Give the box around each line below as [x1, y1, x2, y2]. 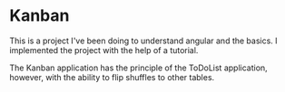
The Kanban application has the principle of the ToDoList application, [9, 62, 268, 73]
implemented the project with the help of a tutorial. [9, 44, 199, 55]
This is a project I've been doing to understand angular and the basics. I [9, 35, 279, 46]
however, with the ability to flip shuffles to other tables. [9, 71, 215, 82]
